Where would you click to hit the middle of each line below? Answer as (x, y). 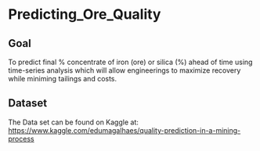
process (21, 138)
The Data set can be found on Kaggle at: (74, 122)
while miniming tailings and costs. (63, 79)
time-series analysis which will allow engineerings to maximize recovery (125, 70)
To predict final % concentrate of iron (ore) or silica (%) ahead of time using (130, 62)
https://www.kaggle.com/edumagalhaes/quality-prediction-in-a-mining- (125, 130)
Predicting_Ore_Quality (85, 14)
